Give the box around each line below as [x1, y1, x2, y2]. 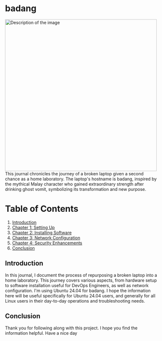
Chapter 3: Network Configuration [12, 235, 81, 240]
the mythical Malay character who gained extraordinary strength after [5, 181, 144, 187]
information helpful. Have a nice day [5, 330, 78, 336]
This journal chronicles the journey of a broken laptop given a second [5, 170, 144, 176]
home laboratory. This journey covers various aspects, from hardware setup [5, 277, 157, 283]
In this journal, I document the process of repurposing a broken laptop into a [5, 272, 158, 278]
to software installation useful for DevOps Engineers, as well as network [5, 282, 149, 288]
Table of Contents [5, 204, 79, 214]
